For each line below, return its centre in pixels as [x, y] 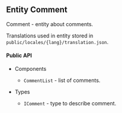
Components [30, 69]
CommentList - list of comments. [62, 80]
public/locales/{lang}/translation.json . [57, 42]
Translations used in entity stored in [50, 36]
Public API [19, 55]
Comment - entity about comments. [50, 24]
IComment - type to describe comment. [70, 103]
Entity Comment [37, 10]
